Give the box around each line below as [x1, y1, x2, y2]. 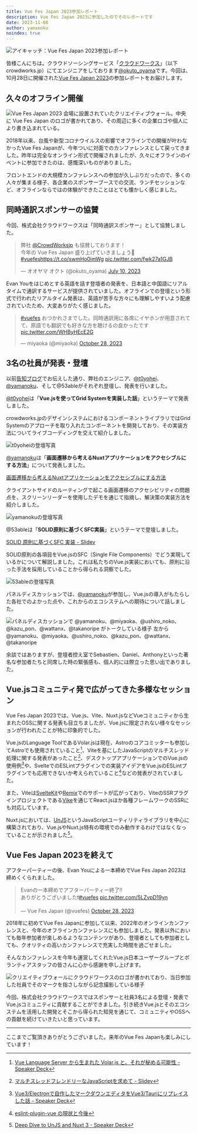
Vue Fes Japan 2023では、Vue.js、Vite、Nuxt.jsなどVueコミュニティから [6, 712, 184, 719]
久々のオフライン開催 [6, 93, 83, 103]
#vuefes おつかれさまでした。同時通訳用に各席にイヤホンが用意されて [20, 314, 191, 321]
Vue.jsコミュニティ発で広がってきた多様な [6, 684, 160, 694]
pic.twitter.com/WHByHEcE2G [20, 328, 94, 335]
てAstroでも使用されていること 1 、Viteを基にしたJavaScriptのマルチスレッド [6, 746, 189, 754]
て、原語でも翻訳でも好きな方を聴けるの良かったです [20, 321, 150, 329]
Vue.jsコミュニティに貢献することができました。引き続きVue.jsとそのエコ [6, 1001, 185, 1008]
